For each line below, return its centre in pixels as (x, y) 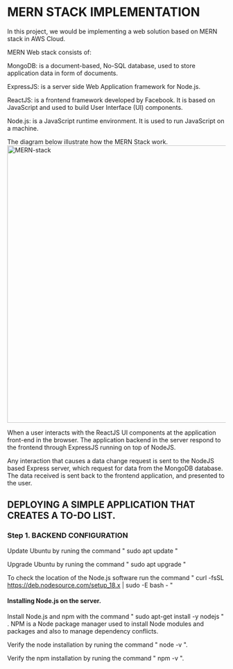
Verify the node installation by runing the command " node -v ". (98, 645)
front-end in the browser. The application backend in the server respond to (114, 440)
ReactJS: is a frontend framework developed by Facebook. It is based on (111, 100)
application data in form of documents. (63, 73)
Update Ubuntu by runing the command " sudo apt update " (93, 551)
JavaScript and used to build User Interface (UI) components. (95, 107)
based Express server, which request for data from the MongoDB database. (115, 468)
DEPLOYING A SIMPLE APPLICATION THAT (101, 505)
